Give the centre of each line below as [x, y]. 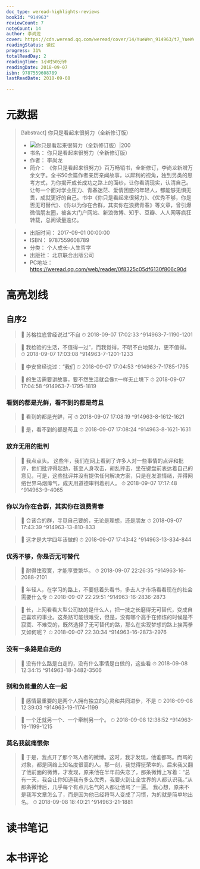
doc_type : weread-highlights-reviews [53, 12]
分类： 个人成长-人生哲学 [60, 248]
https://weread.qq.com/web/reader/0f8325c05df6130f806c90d [108, 269]
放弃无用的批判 [28, 447]
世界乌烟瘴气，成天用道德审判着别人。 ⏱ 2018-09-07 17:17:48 [101, 483]
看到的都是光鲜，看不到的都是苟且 [55, 403]
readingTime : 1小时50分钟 [37, 62]
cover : [14, 39]
